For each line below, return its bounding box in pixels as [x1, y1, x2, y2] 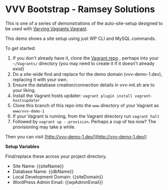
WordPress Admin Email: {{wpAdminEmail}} [12, 179, 103, 185]
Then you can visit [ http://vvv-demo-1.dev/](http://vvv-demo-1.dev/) [5, 133, 147, 139]
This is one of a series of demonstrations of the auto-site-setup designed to [5, 20, 163, 26]
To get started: [5, 45, 36, 51]
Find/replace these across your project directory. [5, 153, 107, 159]
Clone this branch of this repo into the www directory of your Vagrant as [12, 102, 159, 108]
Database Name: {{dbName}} [12, 168, 74, 174]
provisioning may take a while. [12, 124, 76, 130]
